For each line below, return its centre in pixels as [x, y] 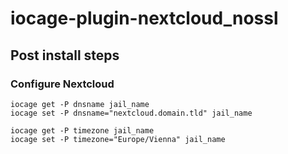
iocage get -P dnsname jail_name [80, 104]
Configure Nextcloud [62, 84]
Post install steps [65, 55]
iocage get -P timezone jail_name [82, 130]
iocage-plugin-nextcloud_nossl [144, 18]
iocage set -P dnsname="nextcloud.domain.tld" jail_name [131, 113]
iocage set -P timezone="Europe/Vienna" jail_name [118, 139]
